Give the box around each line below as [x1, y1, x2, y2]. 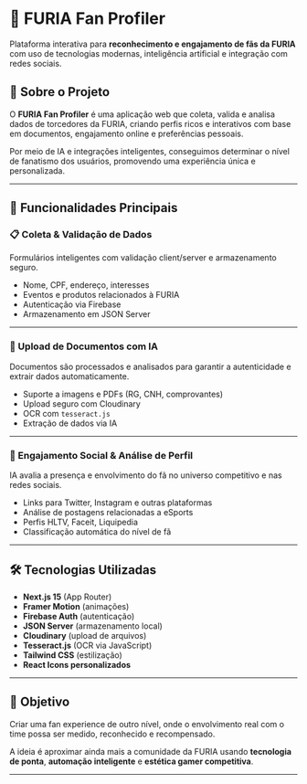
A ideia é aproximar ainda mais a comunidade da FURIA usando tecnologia [9, 746, 292, 757]
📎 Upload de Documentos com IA [9, 340, 158, 353]
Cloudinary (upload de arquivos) [22, 630, 147, 641]
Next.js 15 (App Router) [22, 591, 112, 602]
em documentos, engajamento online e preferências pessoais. [9, 128, 244, 139]
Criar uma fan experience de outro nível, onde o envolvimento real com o [9, 718, 285, 729]
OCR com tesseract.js [22, 408, 111, 418]
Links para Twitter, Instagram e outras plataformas [22, 497, 213, 508]
